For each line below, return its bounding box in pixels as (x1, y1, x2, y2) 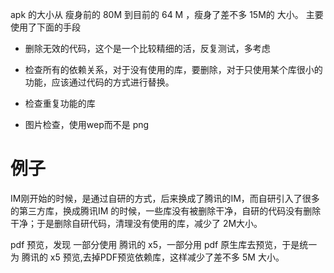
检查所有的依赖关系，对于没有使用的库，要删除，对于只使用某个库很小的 (24, 64, 323, 75)
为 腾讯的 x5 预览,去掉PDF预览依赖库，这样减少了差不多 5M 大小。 (10, 251, 285, 263)
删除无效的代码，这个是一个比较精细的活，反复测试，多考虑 (24, 43, 271, 54)
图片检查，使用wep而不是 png (24, 119, 150, 130)
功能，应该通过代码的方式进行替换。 (24, 76, 175, 88)
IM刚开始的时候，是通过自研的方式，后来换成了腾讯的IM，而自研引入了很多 (10, 192, 320, 204)
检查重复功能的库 (24, 98, 96, 109)
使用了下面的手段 (10, 21, 81, 33)
